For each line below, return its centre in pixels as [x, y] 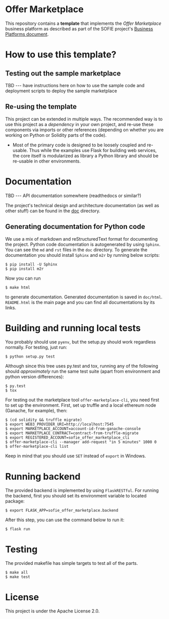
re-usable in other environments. [47, 161]
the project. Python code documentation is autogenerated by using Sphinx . [83, 244]
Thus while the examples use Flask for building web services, [93, 150]
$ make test [18, 577]
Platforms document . [27, 34]
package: [15, 501]
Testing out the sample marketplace [63, 73]
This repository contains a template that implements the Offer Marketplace [83, 23]
